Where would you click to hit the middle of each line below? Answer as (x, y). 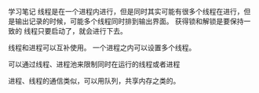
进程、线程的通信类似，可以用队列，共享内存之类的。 (94, 81)
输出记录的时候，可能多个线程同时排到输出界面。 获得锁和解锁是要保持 (129, 21)
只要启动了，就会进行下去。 (82, 31)
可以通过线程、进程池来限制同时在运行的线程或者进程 (94, 64)
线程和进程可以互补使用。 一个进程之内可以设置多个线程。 (102, 48)
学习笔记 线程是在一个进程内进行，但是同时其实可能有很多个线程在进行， (126, 11)
